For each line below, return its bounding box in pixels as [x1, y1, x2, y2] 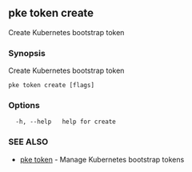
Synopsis [8, 47, 46, 58]
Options [8, 100, 40, 111]
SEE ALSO [8, 136, 49, 147]
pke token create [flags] [8, 82, 94, 90]
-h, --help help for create [15, 118, 116, 126]
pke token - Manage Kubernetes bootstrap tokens [19, 154, 185, 164]
